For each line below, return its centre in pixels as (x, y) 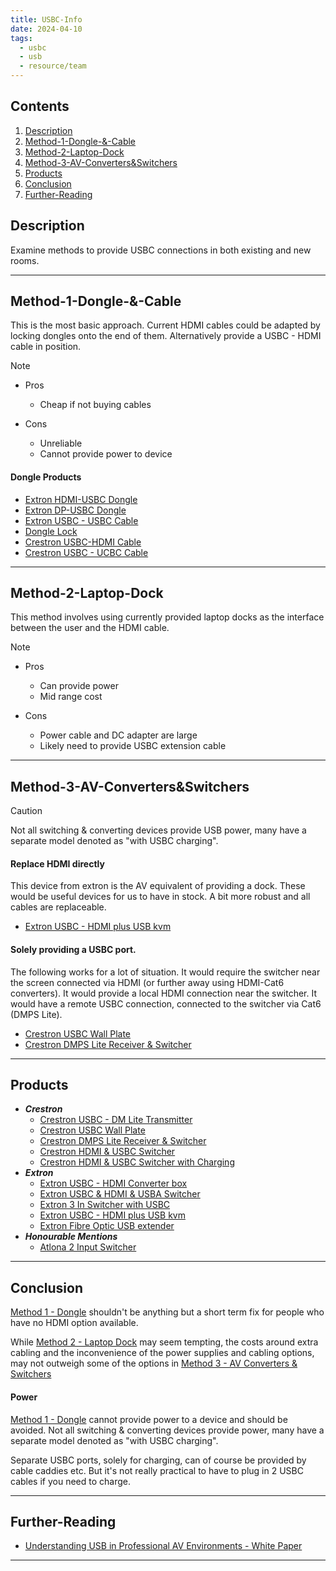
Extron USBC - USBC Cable (81, 520)
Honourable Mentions (71, 1237)
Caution (26, 811)
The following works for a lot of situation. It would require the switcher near (165, 972)
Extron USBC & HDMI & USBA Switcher (120, 1194)
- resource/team (53, 66)
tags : (21, 38)
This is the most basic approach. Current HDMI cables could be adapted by (165, 325)
